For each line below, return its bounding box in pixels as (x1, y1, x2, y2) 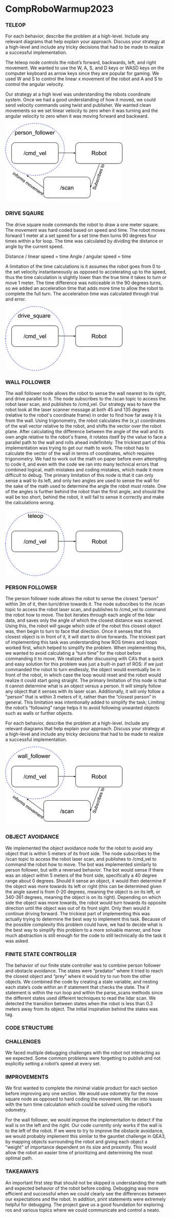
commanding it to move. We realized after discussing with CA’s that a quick (5, 656, 164, 662)
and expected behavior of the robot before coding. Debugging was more (5, 1185, 159, 1191)
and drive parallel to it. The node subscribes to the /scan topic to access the (5, 396, 166, 402)
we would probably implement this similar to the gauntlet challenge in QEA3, (5, 1133, 166, 1139)
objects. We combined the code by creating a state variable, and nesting (5, 979, 159, 985)
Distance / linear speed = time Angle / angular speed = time (5, 253, 132, 260)
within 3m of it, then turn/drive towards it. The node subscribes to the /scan (5, 601, 165, 607)
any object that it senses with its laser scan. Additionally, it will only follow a (5, 688, 165, 694)
